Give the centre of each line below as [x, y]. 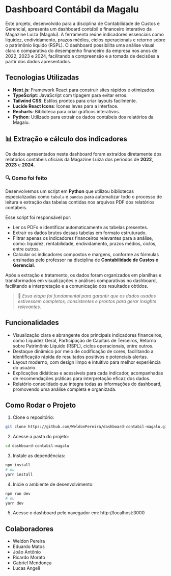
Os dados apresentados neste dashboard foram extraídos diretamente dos [83, 154]
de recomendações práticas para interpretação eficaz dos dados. [81, 378]
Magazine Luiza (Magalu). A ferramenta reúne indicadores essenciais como [85, 34]
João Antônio [27, 552]
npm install [18, 465]
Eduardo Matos [28, 546]
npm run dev [18, 493]
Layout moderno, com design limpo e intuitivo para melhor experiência [87, 362]
